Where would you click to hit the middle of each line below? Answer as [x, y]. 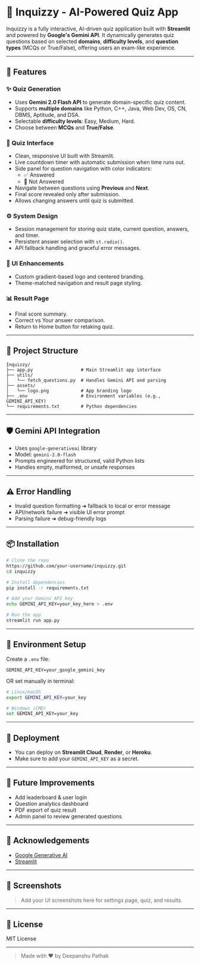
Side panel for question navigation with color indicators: [83, 168]
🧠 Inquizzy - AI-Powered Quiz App [92, 12]
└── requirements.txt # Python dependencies [71, 406]
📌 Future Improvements [51, 783]
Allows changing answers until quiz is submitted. [74, 200]
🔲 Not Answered [44, 181]
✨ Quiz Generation [34, 89]
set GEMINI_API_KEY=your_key [42, 714]
